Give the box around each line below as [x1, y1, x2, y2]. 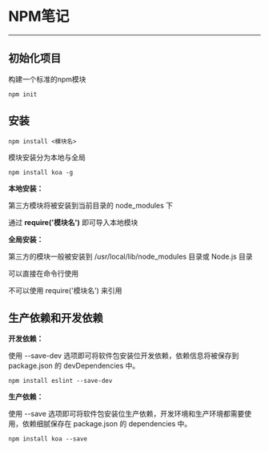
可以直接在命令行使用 [8, 268, 78, 278]
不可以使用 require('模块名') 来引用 [8, 285, 122, 295]
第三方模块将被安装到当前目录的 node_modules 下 [8, 200, 174, 210]
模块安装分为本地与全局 [8, 152, 86, 162]
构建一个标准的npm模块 [8, 74, 86, 84]
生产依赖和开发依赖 [8, 311, 103, 324]
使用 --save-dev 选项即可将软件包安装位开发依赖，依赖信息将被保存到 [8, 351, 239, 360]
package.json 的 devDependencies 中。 [8, 361, 140, 371]
